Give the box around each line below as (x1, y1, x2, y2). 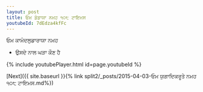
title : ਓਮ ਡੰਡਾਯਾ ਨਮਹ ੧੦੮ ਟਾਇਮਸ (6, 15, 87, 21)
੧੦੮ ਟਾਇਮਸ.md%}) (6, 79, 54, 87)
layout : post (6, 8, 40, 15)
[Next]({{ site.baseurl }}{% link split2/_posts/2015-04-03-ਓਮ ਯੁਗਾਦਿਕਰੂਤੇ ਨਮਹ (6, 73, 197, 80)
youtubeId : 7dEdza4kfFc (6, 20, 67, 26)
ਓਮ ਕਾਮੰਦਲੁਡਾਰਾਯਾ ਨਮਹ (6, 37, 59, 44)
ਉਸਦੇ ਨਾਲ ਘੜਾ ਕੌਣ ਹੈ (15, 49, 61, 56)
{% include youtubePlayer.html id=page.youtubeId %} (6, 61, 142, 68)
